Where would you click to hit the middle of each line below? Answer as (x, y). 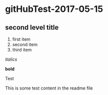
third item (22, 50)
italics (11, 59)
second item (25, 45)
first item (21, 39)
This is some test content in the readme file (49, 88)
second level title (32, 27)
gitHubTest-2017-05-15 (54, 9)
